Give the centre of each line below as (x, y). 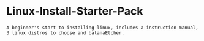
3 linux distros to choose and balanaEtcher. (65, 33)
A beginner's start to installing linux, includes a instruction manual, (103, 28)
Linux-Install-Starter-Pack (75, 11)
